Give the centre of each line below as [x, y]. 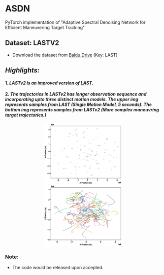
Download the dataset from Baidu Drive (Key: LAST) [65, 55]
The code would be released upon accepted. [58, 268]
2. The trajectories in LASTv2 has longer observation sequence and [76, 94]
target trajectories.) [26, 115]
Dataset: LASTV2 [32, 43]
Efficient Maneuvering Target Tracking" [45, 27]
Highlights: [22, 70]
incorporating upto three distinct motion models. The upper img [72, 100]
